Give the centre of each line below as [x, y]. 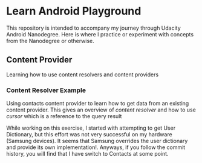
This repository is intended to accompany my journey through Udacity [94, 28]
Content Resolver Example [46, 90]
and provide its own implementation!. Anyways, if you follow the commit [96, 147]
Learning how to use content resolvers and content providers [83, 75]
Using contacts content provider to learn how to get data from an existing [98, 104]
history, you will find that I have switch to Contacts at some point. [87, 154]
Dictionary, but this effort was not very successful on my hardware [89, 135]
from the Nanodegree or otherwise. [50, 41]
